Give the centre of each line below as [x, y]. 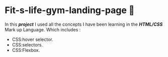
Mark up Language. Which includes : [43, 29]
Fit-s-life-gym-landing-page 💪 [70, 10]
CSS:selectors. [27, 44]
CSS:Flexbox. [26, 50]
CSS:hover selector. [32, 39]
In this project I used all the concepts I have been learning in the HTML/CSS [84, 24]
